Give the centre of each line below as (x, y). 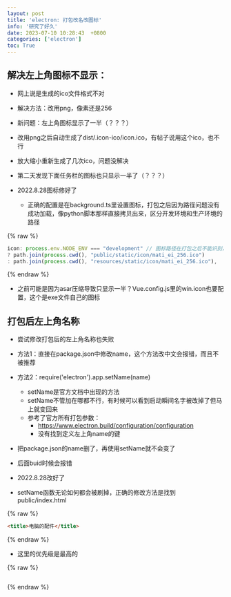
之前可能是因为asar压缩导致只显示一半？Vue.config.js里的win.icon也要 (118, 289)
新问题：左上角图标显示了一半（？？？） (74, 122)
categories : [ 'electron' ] (44, 39)
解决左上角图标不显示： (57, 76)
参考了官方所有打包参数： (64, 418)
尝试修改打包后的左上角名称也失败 (66, 339)
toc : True (21, 46)
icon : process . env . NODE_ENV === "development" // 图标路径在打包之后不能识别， (117, 248)
